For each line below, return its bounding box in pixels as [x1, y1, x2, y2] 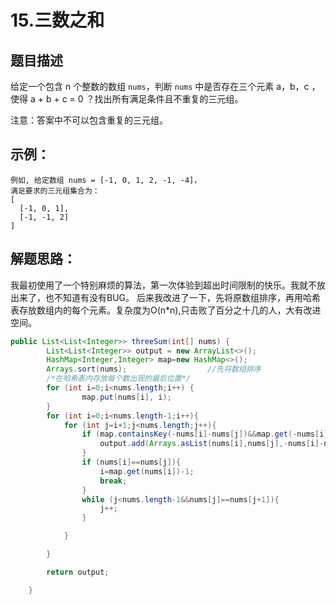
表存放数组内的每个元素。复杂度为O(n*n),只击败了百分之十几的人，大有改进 [10, 304, 322, 316]
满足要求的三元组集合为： [10, 186, 100, 196]
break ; [99, 476, 128, 486]
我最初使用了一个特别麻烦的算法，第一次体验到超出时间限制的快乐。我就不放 [10, 279, 326, 291]
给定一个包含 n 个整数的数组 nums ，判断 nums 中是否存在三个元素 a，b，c [10, 81, 310, 92]
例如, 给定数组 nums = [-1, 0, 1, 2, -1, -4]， [10, 175, 202, 185]
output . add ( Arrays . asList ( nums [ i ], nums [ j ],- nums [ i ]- [99, 439, 325, 449]
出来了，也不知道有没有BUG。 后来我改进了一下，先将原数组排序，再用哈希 [10, 291, 321, 303]
